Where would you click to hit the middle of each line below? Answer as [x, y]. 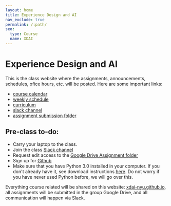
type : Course [24, 34]
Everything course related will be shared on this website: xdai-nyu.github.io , [86, 187]
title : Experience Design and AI [41, 15]
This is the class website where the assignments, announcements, [75, 78]
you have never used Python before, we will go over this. [73, 177]
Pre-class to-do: [32, 132]
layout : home [19, 10]
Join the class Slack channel [43, 149]
